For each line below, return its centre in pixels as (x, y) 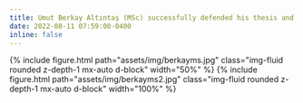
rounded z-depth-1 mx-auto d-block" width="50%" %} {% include (134, 70)
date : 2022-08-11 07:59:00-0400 (70, 26)
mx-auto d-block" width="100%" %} (108, 89)
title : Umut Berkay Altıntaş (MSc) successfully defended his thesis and (152, 18)
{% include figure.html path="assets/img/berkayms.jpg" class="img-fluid (147, 61)
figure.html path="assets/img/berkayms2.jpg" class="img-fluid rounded (144, 80)
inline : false (36, 34)
